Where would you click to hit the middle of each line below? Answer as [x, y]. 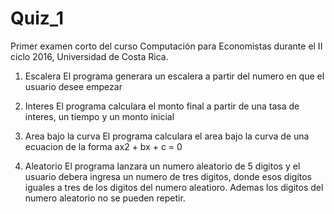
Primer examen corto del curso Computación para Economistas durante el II [166, 46]
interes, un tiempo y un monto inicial [99, 116]
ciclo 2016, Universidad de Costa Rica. [89, 56]
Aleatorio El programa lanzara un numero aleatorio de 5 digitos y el [162, 166]
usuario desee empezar [73, 86]
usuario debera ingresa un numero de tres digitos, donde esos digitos [168, 176]
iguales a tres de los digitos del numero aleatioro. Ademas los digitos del [174, 187]
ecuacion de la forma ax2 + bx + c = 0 [103, 146]
